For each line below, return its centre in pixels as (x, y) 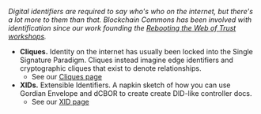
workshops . (27, 36)
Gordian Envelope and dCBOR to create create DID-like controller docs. (136, 93)
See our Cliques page (67, 77)
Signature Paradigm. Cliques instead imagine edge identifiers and (126, 60)
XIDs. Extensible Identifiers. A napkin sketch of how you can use (125, 85)
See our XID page (60, 102)
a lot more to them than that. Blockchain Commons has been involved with (130, 20)
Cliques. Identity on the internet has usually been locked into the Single (136, 51)
